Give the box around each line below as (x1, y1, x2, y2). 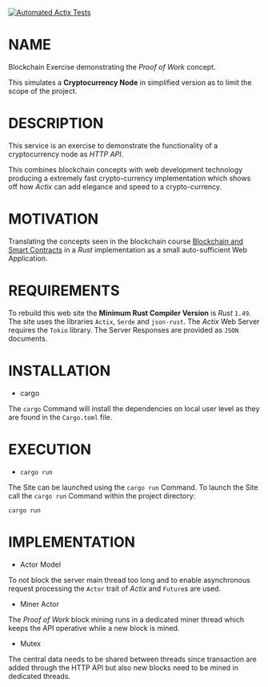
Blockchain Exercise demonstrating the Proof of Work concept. (8, 62, 216, 71)
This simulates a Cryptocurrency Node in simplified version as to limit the (8, 77, 252, 87)
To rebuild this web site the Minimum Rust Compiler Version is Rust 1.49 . (8, 308, 252, 317)
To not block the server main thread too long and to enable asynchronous (8, 575, 250, 584)
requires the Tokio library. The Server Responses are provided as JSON (8, 325, 239, 334)
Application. (8, 253, 48, 263)
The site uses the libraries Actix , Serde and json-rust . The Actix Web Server (8, 317, 260, 326)
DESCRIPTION (8, 115, 104, 132)
